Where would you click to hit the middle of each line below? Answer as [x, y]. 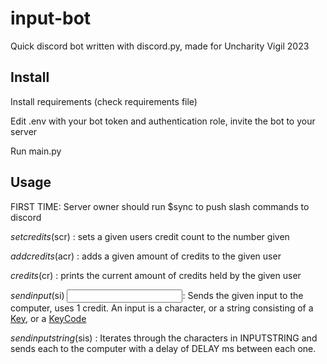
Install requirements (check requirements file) [104, 101]
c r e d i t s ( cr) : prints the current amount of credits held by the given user [156, 275]
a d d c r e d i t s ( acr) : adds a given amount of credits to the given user [146, 256]
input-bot [51, 18]
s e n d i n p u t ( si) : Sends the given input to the [157, 295]
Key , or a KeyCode [48, 318]
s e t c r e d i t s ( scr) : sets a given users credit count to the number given [150, 236]
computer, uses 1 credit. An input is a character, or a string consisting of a [162, 308]
